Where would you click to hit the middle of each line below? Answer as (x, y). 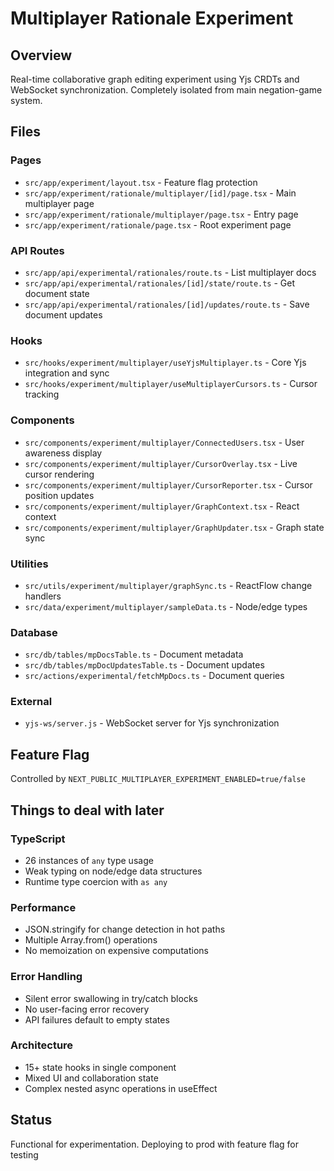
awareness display (63, 453)
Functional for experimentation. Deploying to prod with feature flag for (155, 1144)
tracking (42, 394)
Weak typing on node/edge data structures (113, 871)
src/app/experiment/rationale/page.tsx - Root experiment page (158, 224)
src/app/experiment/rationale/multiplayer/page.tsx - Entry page (161, 214)
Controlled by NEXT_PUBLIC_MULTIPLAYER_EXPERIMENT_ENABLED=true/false (158, 779)
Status (31, 1120)
